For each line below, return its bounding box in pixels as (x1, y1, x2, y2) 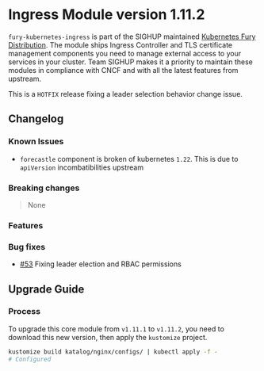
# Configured (8, 355, 52, 363)
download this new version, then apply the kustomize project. (8, 332, 208, 342)
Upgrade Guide (8, 282, 85, 296)
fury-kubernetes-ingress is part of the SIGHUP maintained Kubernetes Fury (8, 32, 256, 41)
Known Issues (8, 136, 64, 147)
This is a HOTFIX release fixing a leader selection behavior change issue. (8, 89, 243, 98)
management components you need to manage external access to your (8, 48, 242, 58)
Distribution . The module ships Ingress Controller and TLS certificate (8, 40, 232, 49)
